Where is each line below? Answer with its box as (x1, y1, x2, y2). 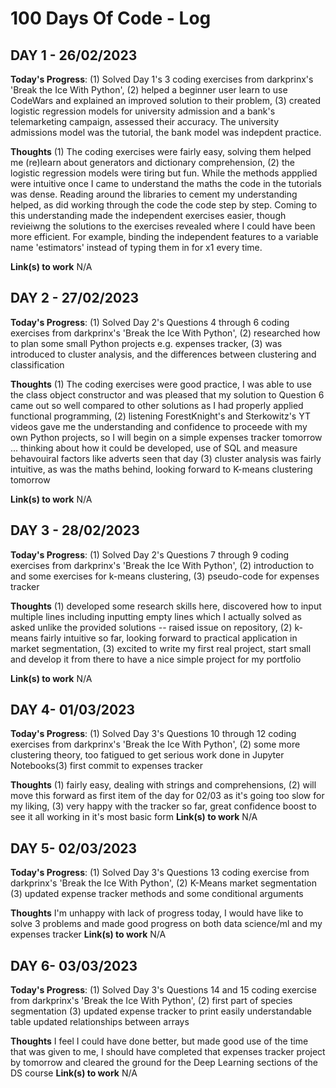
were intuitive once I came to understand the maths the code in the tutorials (10, 178, 322, 189)
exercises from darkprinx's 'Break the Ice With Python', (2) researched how (10, 327, 321, 339)
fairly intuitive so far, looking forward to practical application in (40, 632, 298, 644)
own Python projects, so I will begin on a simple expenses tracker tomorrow (10, 431, 323, 443)
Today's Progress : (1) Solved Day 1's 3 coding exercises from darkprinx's (10, 73, 314, 85)
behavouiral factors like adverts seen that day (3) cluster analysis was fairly (10, 452, 322, 464)
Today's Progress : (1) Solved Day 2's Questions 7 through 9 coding (10, 548, 290, 561)
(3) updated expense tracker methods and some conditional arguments (10, 888, 304, 900)
